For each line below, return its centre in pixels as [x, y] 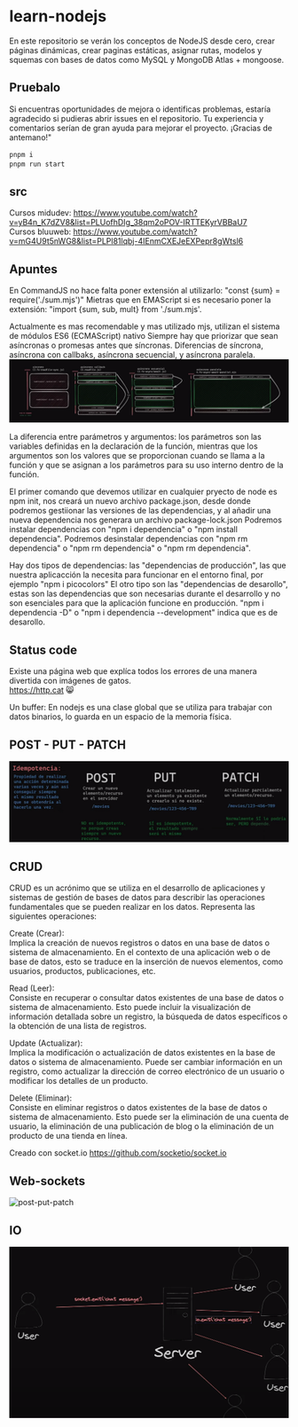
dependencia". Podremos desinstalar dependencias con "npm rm [129, 539]
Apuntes [33, 269]
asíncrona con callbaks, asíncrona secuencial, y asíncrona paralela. [132, 355]
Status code [43, 650]
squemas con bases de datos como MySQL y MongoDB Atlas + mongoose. [147, 59]
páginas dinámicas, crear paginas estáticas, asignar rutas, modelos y [136, 50]
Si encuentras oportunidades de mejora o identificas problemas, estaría [140, 109]
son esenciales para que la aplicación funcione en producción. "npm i [137, 603]
